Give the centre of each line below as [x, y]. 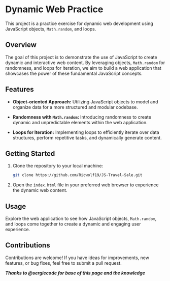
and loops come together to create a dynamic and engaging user [73, 224]
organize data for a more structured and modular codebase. [75, 107]
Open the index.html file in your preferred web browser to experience [86, 185]
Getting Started [30, 153]
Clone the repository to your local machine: [58, 166]
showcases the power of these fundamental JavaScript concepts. [74, 73]
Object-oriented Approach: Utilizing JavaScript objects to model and [85, 102]
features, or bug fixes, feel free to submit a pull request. [63, 263]
